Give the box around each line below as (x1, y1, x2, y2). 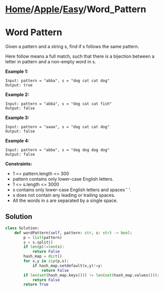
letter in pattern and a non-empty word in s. (5, 59, 96, 65)
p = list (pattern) (23, 235, 62, 240)
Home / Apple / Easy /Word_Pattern (5, 4, 146, 15)
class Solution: (5, 225, 39, 231)
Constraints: (5, 161, 32, 167)
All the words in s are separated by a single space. (12, 197, 118, 203)
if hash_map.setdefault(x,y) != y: (32, 263, 103, 268)
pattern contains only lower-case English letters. (12, 176, 114, 182)
